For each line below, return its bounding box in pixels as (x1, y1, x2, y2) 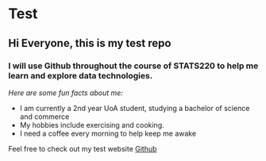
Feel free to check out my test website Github (8, 144, 157, 153)
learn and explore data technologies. (8, 70, 153, 81)
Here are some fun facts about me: (8, 88, 123, 98)
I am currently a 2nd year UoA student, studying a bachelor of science (19, 103, 250, 113)
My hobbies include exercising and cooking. (19, 120, 164, 129)
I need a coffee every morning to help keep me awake (19, 128, 197, 138)
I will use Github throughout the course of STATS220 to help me (8, 60, 259, 71)
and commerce (19, 112, 70, 121)
